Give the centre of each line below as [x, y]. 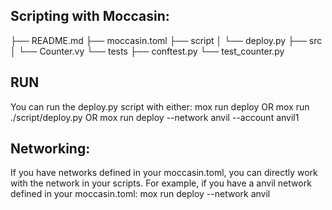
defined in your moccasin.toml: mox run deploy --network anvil [140, 194]
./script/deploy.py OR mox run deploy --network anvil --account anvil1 [155, 117]
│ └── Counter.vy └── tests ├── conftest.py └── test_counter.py [147, 51]
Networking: [50, 149]
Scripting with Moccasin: [90, 16]
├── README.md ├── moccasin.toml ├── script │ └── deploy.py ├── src [166, 40]
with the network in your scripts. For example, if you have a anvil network [161, 183]
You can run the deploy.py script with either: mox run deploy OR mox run [160, 106]
